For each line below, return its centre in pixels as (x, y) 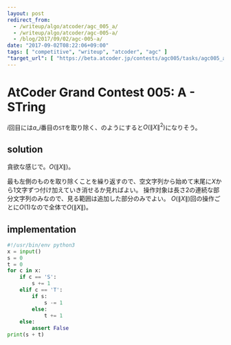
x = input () (24, 251)
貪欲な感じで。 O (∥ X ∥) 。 (41, 167)
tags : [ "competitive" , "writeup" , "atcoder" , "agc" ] (87, 52)
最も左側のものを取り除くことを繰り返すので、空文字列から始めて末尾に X (112, 181)
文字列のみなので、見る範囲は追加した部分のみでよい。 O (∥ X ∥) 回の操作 (113, 199)
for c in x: (24, 271)
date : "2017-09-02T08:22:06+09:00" (58, 45)
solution (25, 149)
